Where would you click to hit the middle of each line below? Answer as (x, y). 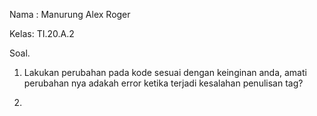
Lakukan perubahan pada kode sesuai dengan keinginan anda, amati (165, 72)
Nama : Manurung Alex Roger (70, 14)
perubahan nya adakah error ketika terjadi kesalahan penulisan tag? (163, 83)
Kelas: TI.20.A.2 (42, 33)
